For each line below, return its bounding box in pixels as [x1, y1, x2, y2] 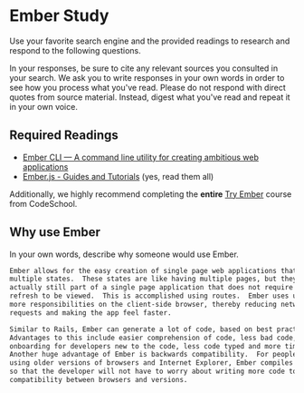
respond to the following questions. [9, 44, 142, 55]
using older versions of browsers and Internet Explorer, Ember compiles [9, 359, 294, 368]
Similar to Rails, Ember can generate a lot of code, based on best [9, 324, 273, 334]
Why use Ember [9, 224, 101, 241]
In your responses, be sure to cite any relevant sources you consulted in [9, 63, 279, 74]
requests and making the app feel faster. [9, 308, 172, 318]
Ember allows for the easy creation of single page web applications [9, 266, 278, 275]
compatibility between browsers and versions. [9, 376, 188, 385]
